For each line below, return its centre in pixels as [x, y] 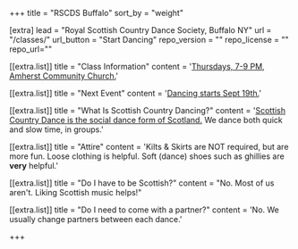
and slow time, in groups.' [57, 129]
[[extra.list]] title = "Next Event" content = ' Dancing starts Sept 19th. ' [136, 93]
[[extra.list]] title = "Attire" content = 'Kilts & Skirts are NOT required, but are [149, 147]
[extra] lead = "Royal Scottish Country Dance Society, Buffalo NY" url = [140, 30]
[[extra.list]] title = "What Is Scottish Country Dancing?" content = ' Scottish [148, 110]
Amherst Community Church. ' [64, 76]
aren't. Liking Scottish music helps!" [76, 192]
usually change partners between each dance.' [96, 219]
